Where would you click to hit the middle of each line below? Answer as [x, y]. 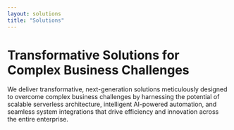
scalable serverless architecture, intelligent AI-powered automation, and [112, 104]
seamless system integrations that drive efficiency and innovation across [113, 112]
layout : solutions [34, 14]
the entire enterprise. [38, 119]
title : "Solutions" [36, 20]
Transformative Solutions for [93, 55]
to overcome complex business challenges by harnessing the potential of [113, 97]
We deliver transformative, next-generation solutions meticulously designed [117, 89]
